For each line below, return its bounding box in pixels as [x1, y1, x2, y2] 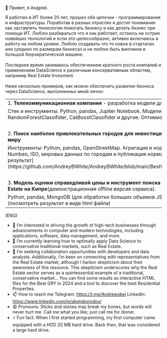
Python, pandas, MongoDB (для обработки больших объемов [7, 194, 155, 200]
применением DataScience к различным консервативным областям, [5, 67, 152, 73]
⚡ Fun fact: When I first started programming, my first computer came [12, 315, 156, 321]
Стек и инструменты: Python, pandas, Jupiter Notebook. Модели [7, 108, 162, 114]
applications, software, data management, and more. [12, 233, 121, 238]
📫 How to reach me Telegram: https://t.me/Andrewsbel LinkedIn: [12, 291, 146, 297]
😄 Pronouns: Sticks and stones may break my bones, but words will [12, 304, 152, 310]
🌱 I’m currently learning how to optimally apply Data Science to [12, 238, 142, 244]
